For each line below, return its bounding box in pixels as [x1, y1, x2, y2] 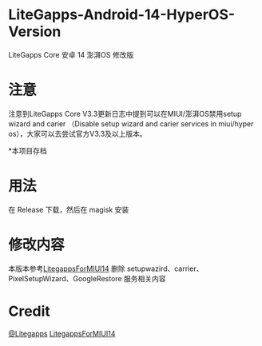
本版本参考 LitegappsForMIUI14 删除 [8, 264, 125, 273]
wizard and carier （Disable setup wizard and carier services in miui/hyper [8, 118, 254, 129]
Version [8, 22, 62, 41]
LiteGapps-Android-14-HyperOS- [8, 6, 236, 24]
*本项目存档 [8, 145, 48, 155]
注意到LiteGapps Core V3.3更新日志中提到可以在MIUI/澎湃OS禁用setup [8, 109, 242, 118]
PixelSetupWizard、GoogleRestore [8, 273, 122, 283]
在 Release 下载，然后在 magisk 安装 [8, 205, 129, 214]
